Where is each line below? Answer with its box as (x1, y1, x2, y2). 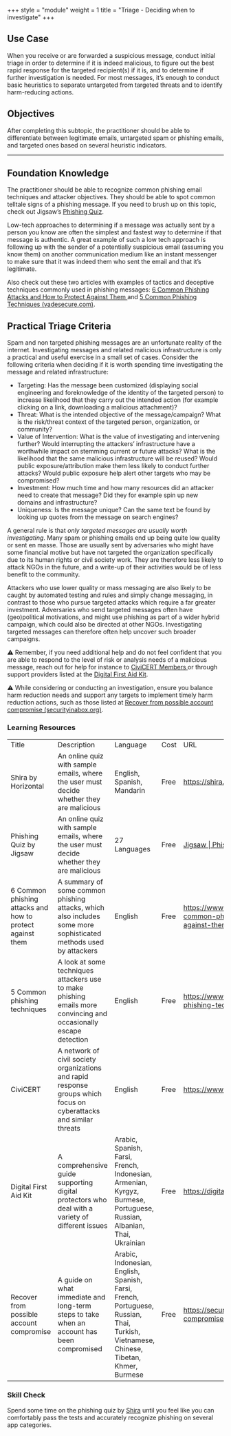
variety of (57, 1212, 89, 1222)
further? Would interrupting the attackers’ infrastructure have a (16, 440, 196, 448)
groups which (57, 1089, 102, 1098)
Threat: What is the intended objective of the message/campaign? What (16, 410, 221, 419)
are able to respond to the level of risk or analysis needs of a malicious (7, 656, 208, 664)
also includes (57, 911, 101, 921)
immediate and (57, 1292, 106, 1302)
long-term (57, 1301, 91, 1311)
